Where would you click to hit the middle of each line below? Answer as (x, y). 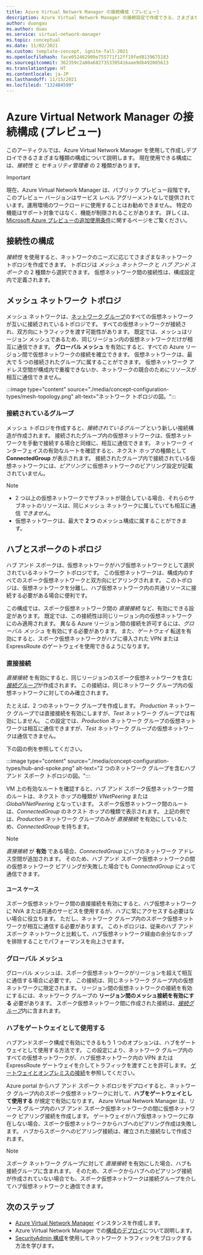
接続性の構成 (30, 241)
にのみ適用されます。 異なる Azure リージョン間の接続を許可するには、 (95, 623)
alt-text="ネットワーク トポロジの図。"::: (125, 396)
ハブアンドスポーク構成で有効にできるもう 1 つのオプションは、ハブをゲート (101, 1042)
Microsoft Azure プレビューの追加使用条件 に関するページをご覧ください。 (98, 220)
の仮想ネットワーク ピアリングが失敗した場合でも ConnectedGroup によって (101, 866)
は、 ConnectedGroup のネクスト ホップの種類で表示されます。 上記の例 (96, 811)
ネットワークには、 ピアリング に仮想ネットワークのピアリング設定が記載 (102, 466)
